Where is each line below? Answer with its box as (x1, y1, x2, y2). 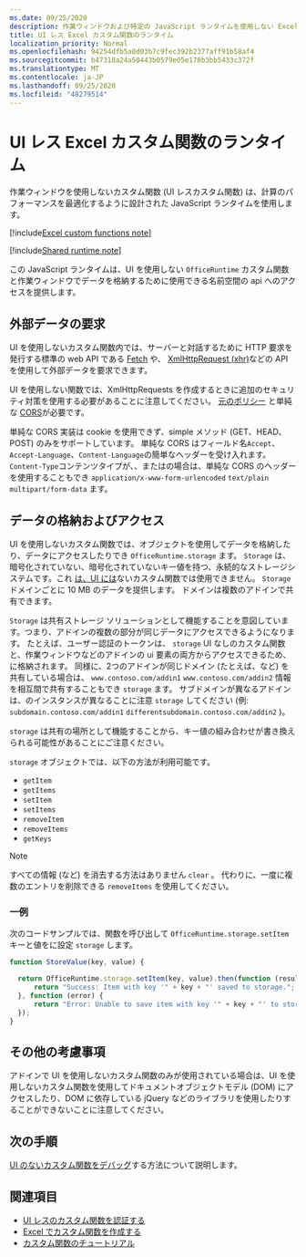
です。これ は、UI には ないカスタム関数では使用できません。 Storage (33, 573, 291, 584)
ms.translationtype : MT (9, 65, 100, 74)
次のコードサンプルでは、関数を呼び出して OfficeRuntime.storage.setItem (9, 928, 290, 940)
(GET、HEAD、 (229, 426, 287, 438)
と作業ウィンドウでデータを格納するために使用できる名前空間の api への (9, 275, 280, 286)
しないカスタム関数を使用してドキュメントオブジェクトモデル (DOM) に (16, 1082, 287, 1093)
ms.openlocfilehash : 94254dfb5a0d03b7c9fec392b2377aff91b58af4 (9, 47, 255, 57)
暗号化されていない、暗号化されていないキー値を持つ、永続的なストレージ (9, 562, 289, 573)
